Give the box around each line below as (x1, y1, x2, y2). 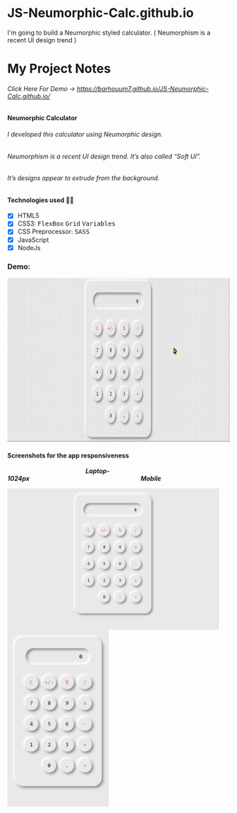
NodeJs (17, 243, 41, 252)
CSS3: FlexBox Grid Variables (17, 219, 116, 228)
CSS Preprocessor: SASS (17, 228, 90, 236)
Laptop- (85, 467, 110, 475)
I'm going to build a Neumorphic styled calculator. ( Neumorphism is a (7, 28, 211, 37)
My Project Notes (7, 61, 111, 77)
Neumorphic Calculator (7, 114, 78, 122)
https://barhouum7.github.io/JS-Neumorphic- (76, 84, 209, 93)
